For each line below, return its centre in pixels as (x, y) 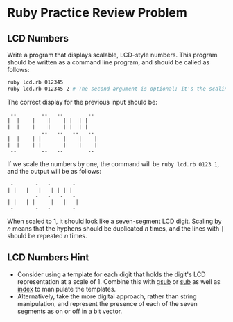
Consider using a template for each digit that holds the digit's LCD (111, 274)
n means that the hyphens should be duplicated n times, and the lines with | (116, 228)
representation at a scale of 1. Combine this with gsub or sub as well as (119, 281)
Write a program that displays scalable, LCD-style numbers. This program (112, 55)
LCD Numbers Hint (48, 258)
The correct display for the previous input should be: (82, 102)
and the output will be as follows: (54, 171)
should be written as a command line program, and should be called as (109, 62)
